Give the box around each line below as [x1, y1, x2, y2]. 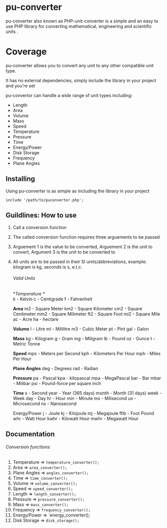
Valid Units [12, 275, 35, 281]
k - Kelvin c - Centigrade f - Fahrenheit [12, 296, 92, 302]
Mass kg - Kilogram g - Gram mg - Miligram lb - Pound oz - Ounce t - [12, 335, 156, 341]
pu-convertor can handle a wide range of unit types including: [5, 92, 133, 98]
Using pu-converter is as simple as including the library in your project [5, 188, 150, 194]
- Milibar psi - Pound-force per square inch [12, 380, 101, 386]
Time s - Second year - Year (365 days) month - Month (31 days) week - [12, 390, 162, 396]
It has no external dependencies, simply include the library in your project [5, 77, 157, 83]
